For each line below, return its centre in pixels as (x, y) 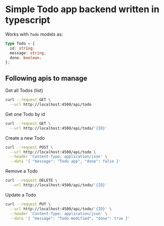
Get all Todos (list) (24, 90)
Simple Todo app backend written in (82, 9)
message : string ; (28, 53)
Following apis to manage (46, 78)
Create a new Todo (25, 138)
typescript (28, 20)
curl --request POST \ (29, 147)
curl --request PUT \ (28, 204)
